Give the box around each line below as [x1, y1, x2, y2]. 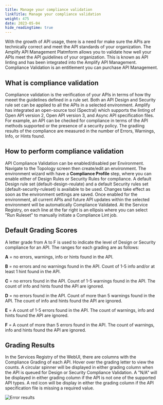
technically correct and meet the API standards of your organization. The [5, 44, 151, 50]
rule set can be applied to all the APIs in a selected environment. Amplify [5, 102, 150, 108]
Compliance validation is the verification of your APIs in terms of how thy [5, 91, 151, 98]
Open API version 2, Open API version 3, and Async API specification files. [5, 112, 154, 118]
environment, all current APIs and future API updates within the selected [5, 196, 150, 202]
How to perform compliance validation [5, 147, 124, 156]
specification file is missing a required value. [5, 385, 94, 391]
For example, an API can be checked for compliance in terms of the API [5, 118, 148, 123]
